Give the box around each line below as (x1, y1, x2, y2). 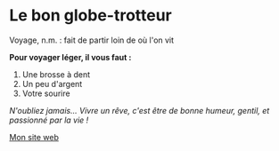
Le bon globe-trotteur (9, 5, 172, 26)
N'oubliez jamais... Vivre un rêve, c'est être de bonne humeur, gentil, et (9, 105, 270, 115)
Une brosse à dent (21, 68, 91, 80)
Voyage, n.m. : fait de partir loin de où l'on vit (9, 35, 175, 45)
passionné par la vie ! (9, 115, 89, 125)
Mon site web (9, 131, 60, 142)
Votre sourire (21, 88, 70, 99)
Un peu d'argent (21, 78, 83, 89)
